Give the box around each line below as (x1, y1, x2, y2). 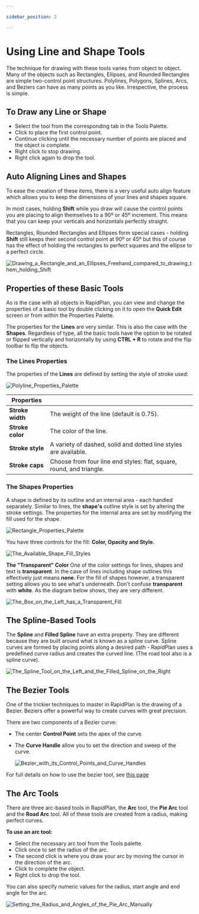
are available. (50, 448, 87, 456)
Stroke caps (9, 461, 44, 470)
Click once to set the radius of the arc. (14, 846, 108, 853)
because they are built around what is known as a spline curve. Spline (6, 637, 176, 645)
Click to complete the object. (14, 865, 85, 872)
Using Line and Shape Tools (6, 45, 145, 58)
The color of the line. (50, 427, 108, 435)
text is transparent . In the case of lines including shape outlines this (6, 567, 172, 574)
